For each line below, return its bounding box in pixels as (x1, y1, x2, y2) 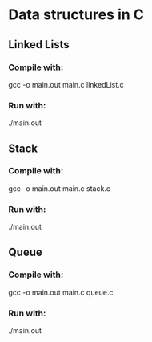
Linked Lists (8, 38, 70, 51)
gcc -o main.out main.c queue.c (8, 287, 114, 297)
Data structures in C (8, 6, 144, 24)
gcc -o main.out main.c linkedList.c (8, 79, 124, 89)
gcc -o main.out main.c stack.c (8, 183, 110, 193)
